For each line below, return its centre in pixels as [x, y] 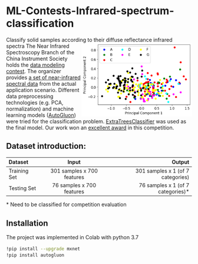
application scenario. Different [43, 90]
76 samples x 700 [74, 185]
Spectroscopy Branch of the [40, 52]
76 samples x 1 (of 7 [164, 185]
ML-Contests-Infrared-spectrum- [90, 11]
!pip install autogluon [35, 255]
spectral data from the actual [41, 83]
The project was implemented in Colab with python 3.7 [72, 237]
